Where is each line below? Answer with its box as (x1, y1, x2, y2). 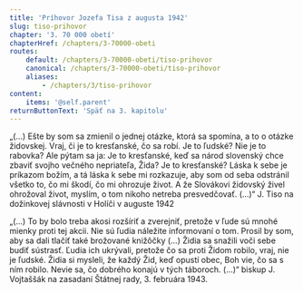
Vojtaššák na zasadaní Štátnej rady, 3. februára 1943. (9, 274, 209, 285)
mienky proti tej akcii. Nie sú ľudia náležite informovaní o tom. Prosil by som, (9, 226, 295, 237)
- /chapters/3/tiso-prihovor (42, 81, 152, 90)
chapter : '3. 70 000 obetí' (9, 30, 116, 39)
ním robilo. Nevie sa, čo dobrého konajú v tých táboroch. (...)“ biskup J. (9, 264, 276, 275)
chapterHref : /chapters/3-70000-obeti (9, 38, 156, 48)
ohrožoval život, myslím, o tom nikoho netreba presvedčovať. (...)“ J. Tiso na (9, 189, 294, 200)
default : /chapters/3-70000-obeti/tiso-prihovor (25, 55, 213, 64)
